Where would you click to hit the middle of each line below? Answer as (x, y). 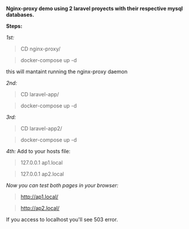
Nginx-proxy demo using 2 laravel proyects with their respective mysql (95, 9)
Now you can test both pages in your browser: (62, 185)
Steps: (14, 26)
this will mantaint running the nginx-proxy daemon (67, 72)
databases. (20, 15)
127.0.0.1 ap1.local (41, 163)
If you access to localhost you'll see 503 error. (62, 219)
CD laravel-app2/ (41, 128)
